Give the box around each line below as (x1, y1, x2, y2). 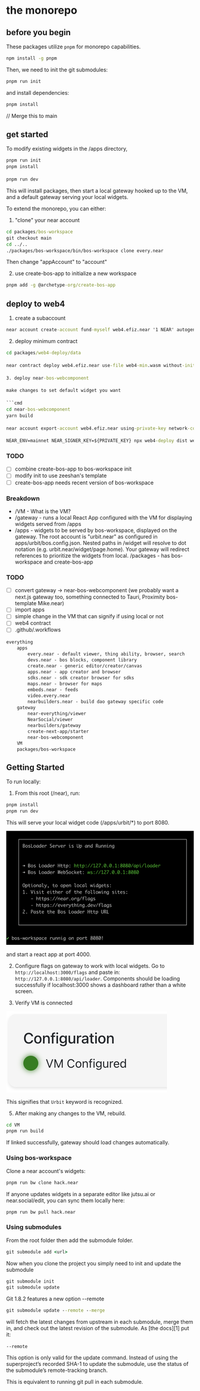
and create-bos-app (43, 558, 93, 565)
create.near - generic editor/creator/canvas (27, 662, 143, 669)
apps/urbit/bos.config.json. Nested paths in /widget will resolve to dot (14, 539, 186, 546)
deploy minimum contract (14, 338, 78, 344)
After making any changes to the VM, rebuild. (14, 1109, 126, 1117)
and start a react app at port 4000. (6, 951, 91, 958)
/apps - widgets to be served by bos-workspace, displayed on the (14, 527, 177, 534)
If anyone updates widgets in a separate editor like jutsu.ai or (6, 1190, 156, 1197)
